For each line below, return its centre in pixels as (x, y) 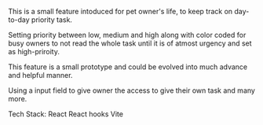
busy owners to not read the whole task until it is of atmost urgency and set (130, 43)
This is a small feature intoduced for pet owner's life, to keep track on (121, 11)
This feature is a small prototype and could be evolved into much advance (128, 67)
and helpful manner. (40, 75)
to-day (19, 20)
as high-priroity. (34, 51)
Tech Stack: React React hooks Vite (66, 114)
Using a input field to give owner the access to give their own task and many (131, 90)
